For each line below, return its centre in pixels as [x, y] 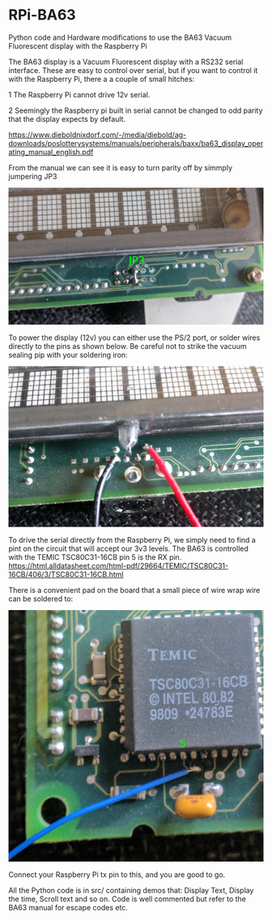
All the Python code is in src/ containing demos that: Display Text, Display [131, 890]
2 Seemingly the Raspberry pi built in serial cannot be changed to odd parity [136, 110]
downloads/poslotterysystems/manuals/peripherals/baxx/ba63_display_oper [136, 143]
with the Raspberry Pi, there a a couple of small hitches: [102, 79]
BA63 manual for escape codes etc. [68, 907]
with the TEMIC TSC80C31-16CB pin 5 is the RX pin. [95, 557]
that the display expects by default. [67, 118]
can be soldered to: [41, 599]
